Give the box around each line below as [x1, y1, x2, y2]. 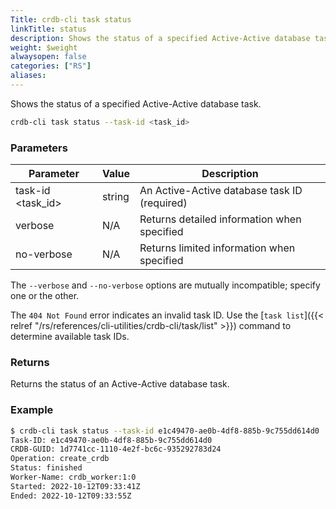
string [101, 190, 130, 204]
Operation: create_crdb [10, 454, 110, 464]
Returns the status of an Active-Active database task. [10, 378, 230, 390]
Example [10, 403, 54, 417]
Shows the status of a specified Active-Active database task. [10, 97, 262, 110]
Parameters [10, 141, 68, 155]
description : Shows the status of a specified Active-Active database [10, 33, 311, 43]
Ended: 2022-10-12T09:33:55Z [10, 491, 132, 501]
